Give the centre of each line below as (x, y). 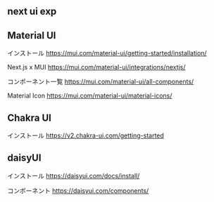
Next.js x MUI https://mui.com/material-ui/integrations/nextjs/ (96, 67)
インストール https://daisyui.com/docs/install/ (74, 175)
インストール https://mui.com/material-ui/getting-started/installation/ (107, 53)
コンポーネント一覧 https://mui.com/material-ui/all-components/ (101, 82)
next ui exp (32, 12)
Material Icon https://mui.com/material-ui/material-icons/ (90, 96)
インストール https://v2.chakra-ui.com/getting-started (86, 135)
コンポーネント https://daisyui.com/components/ (78, 190)
